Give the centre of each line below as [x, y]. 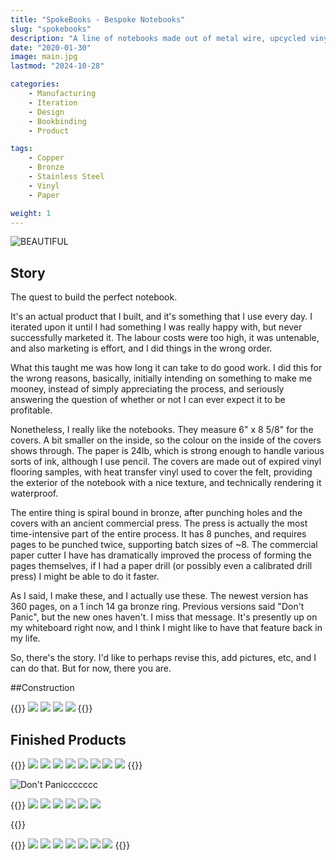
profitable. [31, 410]
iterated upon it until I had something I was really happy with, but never [156, 327]
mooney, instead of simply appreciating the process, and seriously [147, 389]
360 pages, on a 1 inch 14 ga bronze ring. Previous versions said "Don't [157, 607]
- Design [46, 112]
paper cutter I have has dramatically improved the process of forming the [161, 555]
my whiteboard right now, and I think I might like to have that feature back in [166, 628]
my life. [25, 638]
